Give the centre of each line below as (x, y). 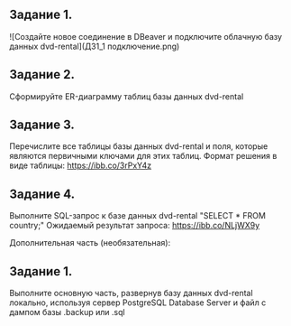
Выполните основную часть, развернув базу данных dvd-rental (132, 293)
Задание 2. (42, 75)
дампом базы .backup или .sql (67, 312)
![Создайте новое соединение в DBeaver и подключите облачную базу (145, 36)
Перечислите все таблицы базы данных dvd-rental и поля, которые (139, 146)
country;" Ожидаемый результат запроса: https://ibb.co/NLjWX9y (135, 226)
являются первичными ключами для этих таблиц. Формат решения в (143, 156)
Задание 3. (42, 125)
